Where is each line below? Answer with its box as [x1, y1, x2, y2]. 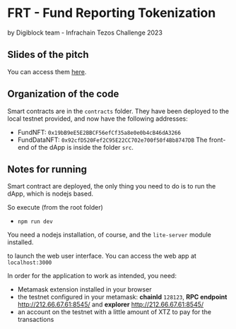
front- [208, 136, 226, 144]
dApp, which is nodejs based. [7, 189, 94, 198]
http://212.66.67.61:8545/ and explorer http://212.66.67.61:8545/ [17, 300, 204, 309]
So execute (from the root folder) [7, 203, 104, 212]
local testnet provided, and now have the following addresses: [7, 114, 189, 123]
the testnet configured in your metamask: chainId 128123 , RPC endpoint [17, 293, 228, 301]
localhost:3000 [7, 259, 52, 266]
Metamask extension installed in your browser [17, 285, 152, 294]
